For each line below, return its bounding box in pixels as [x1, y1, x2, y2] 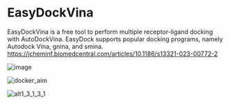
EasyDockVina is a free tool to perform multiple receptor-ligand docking [7, 28, 213, 36]
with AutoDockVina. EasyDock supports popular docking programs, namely [7, 34, 224, 43]
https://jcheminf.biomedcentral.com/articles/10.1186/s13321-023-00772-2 [7, 50, 218, 58]
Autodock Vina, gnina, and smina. [7, 42, 104, 50]
